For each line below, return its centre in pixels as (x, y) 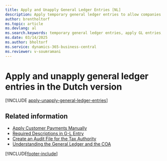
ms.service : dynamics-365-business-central (51, 47)
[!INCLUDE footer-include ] (32, 154)
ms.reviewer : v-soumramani (33, 51)
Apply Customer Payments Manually (49, 128)
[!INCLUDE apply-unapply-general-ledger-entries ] (57, 101)
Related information (37, 116)
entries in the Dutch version (64, 86)
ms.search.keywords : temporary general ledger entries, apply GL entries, (84, 33)
